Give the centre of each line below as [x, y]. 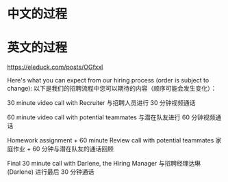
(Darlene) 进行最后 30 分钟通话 [51, 172]
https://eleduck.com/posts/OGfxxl [55, 67]
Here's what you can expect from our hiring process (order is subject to [108, 80]
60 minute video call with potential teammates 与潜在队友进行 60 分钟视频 [111, 117]
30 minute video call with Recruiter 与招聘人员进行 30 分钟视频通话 [101, 103]
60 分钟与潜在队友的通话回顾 [73, 149]
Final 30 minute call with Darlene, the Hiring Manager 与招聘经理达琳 [104, 164]
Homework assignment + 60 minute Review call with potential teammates [111, 140]
